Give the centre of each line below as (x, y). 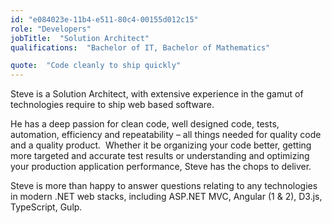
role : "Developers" (51, 29)
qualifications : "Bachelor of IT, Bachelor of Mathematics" (140, 47)
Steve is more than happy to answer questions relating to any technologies (164, 186)
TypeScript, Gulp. (46, 207)
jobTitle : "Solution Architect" (80, 38)
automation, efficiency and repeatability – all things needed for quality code (166, 135)
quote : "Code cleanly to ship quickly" (96, 66)
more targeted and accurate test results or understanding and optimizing (160, 156)
